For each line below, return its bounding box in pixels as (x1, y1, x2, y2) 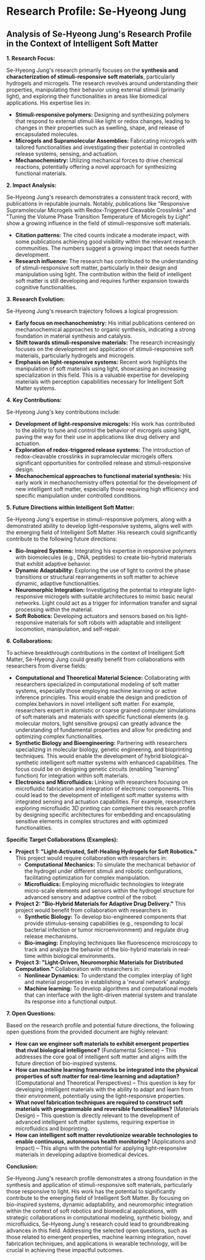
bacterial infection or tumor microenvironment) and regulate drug (24, 926, 189, 933)
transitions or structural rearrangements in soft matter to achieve (15, 573, 179, 581)
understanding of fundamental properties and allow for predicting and (15, 726, 192, 733)
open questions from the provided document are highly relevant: (6, 1028, 169, 1035)
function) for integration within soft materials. (15, 772, 130, 779)
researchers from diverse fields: (6, 662, 88, 670)
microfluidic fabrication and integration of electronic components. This (15, 785, 194, 792)
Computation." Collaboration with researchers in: (15, 965, 141, 972)
